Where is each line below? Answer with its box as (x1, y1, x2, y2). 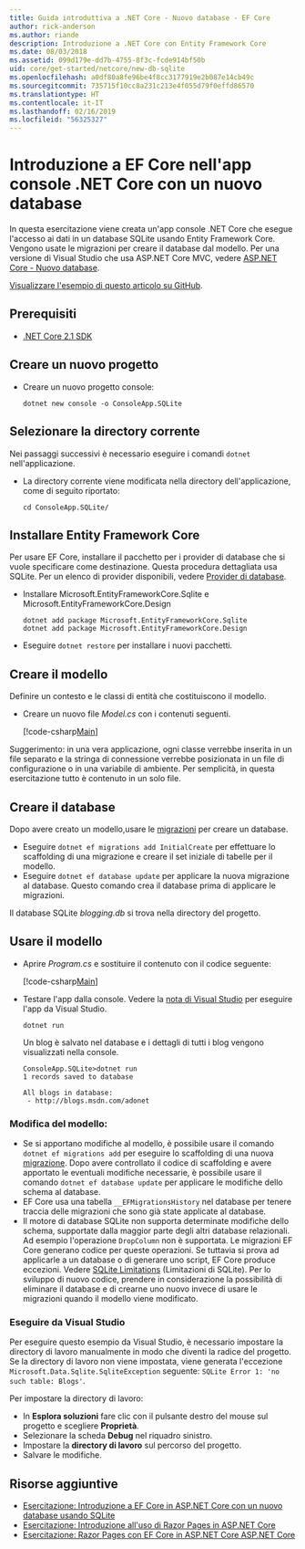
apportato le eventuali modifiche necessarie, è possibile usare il (22, 1167, 262, 1178)
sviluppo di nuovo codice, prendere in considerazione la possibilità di (22, 1274, 282, 1285)
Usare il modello (9, 934, 103, 949)
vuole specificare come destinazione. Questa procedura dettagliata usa (9, 561, 278, 572)
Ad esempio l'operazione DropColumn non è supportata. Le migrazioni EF (22, 1235, 293, 1246)
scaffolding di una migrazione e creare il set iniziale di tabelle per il (22, 851, 273, 862)
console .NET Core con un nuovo (9, 174, 262, 194)
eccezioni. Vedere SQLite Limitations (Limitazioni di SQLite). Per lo (22, 1264, 271, 1275)
